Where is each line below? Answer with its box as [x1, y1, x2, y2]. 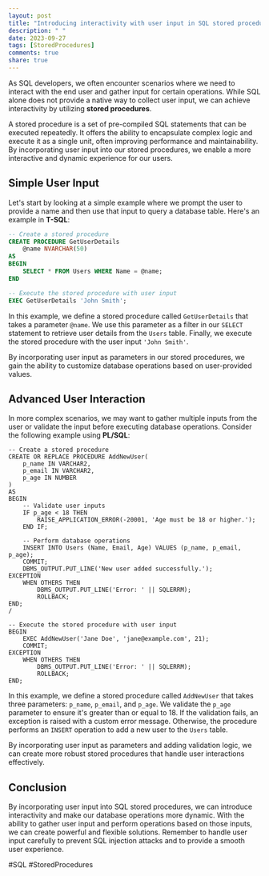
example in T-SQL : [8, 214, 70, 224]
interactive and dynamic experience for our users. [8, 153, 174, 162]
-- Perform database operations [22, 537, 130, 545]
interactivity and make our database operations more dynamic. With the [8, 810, 245, 820]
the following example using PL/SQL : [8, 430, 130, 440]
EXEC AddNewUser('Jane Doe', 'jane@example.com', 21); [22, 635, 210, 643]
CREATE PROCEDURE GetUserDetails [8, 238, 120, 246]
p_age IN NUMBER [22, 474, 78, 482]
